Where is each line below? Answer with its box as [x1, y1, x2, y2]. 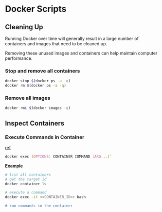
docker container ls [5, 181, 47, 186]
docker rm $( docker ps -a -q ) [5, 83, 67, 88]
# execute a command [5, 190, 47, 195]
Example [5, 163, 23, 169]
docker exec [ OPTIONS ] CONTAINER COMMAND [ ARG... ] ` [5, 154, 112, 159]
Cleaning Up [5, 23, 43, 31]
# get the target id [5, 177, 47, 182]
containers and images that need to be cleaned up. [5, 41, 107, 47]
